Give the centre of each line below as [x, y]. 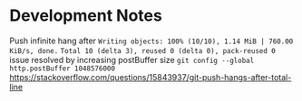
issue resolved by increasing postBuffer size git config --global [132, 60]
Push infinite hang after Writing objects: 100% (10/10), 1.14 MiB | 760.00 [151, 41]
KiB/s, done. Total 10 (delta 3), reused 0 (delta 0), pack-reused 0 [143, 50]
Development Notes [86, 16]
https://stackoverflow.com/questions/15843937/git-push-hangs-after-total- [151, 77]
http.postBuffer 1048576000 [63, 69]
